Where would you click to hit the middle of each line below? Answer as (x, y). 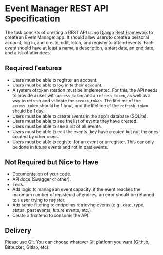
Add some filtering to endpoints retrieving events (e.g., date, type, (78, 205)
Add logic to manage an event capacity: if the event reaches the (76, 189)
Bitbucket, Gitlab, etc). (27, 247)
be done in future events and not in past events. (60, 147)
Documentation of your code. (42, 174)
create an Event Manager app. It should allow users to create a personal (77, 37)
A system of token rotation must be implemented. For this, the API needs (85, 90)
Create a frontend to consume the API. (51, 215)
